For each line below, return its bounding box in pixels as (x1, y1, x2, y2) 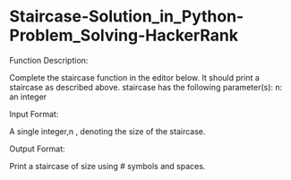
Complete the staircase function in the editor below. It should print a (9, 72, 260, 82)
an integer (9, 91, 47, 102)
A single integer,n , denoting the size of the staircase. (9, 125, 206, 136)
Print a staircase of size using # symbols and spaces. (9, 160, 206, 171)
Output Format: (9, 143, 65, 154)
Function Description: (9, 55, 89, 65)
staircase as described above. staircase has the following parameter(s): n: (9, 81, 283, 92)
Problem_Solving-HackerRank (9, 25, 239, 46)
